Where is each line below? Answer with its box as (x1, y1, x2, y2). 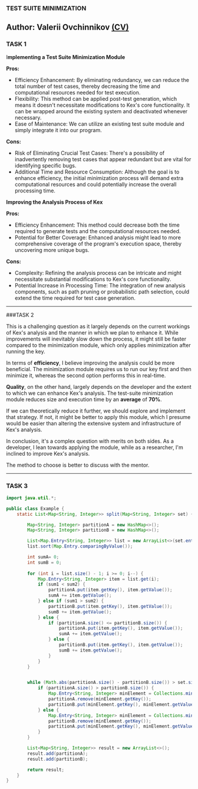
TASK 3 (6, 482, 28, 490)
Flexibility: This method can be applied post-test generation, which (14, 95, 177, 102)
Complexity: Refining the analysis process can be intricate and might (14, 269, 181, 276)
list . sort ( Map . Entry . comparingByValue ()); (27, 544, 133, 549)
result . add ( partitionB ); (27, 756, 88, 762)
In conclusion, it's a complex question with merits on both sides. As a (6, 437, 174, 444)
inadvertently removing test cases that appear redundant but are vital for (14, 155, 192, 163)
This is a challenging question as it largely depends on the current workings (6, 323, 190, 330)
